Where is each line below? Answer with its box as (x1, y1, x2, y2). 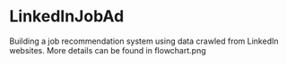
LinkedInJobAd (9, 6, 125, 27)
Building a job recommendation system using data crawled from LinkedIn (9, 36, 279, 46)
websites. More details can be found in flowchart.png (9, 45, 206, 55)
